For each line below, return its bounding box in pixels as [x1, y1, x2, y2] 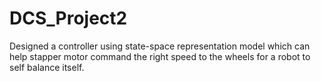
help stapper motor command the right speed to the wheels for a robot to [9, 50, 311, 62]
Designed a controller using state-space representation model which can [9, 40, 311, 52]
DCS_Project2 [9, 7, 128, 30]
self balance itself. [9, 61, 85, 73]
